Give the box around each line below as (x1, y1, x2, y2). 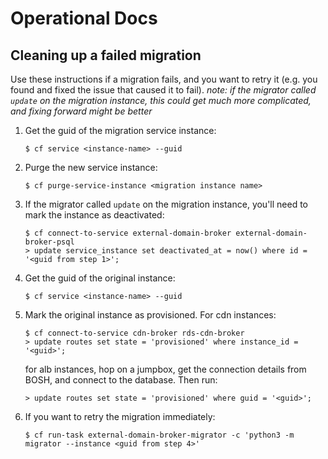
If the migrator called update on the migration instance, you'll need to (24, 198, 309, 210)
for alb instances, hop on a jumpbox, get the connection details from (24, 363, 307, 375)
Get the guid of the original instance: (24, 272, 176, 284)
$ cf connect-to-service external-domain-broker (24, 228, 232, 238)
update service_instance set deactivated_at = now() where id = (34, 246, 308, 256)
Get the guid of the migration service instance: (24, 125, 217, 136)
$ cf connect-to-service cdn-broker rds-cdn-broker (24, 328, 245, 338)
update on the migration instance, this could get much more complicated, (10, 95, 312, 106)
